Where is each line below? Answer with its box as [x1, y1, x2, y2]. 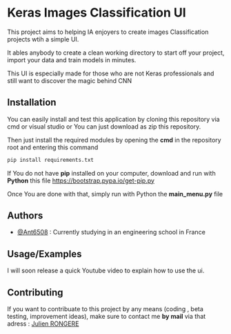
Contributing [7, 286, 63, 298]
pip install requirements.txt [7, 156, 94, 163]
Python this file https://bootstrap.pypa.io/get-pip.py [7, 176, 155, 185]
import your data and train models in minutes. [7, 55, 137, 64]
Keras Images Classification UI [7, 5, 186, 21]
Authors [7, 210, 43, 222]
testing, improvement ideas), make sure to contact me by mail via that [7, 313, 206, 321]
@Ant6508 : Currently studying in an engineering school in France [17, 228, 205, 236]
